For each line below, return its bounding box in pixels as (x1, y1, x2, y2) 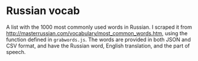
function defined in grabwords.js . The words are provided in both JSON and (6, 36, 191, 43)
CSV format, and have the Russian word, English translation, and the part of (6, 42, 190, 49)
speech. (6, 48, 26, 55)
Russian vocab (6, 4, 80, 18)
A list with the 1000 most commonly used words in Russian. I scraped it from (6, 23, 192, 30)
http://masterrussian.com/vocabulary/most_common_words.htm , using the (6, 29, 188, 36)
